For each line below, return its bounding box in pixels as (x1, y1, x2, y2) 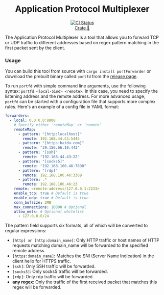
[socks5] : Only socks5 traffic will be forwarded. (12, 268, 108, 274)
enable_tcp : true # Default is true (14, 191, 89, 196)
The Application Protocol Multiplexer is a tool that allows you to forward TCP (5, 34, 159, 40)
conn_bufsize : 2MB (14, 200, 51, 205)
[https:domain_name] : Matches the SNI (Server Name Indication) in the (12, 253, 154, 259)
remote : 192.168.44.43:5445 (23, 136, 80, 141)
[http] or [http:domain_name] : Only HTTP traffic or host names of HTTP (12, 237, 160, 243)
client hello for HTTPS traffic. (12, 258, 71, 264)
